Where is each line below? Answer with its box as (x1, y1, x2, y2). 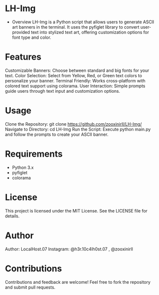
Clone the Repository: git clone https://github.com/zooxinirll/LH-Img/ (5, 121, 142, 127)
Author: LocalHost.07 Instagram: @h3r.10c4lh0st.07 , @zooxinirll (5, 246, 133, 252)
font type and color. (12, 34, 52, 40)
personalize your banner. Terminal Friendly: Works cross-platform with (5, 78, 146, 83)
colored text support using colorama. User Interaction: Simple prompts (5, 83, 146, 89)
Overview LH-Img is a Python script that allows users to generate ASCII (12, 19, 155, 25)
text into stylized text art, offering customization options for (31, 29, 149, 35)
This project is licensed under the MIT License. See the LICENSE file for (5, 208, 148, 213)
